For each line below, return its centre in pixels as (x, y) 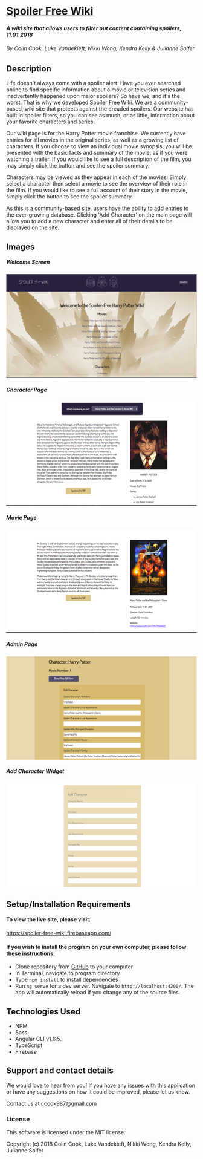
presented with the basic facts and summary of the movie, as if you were (97, 153)
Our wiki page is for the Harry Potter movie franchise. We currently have (96, 134)
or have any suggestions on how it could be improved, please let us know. (98, 1092)
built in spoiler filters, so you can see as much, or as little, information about (101, 116)
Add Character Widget (35, 771)
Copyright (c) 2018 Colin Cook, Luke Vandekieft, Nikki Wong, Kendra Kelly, (99, 1144)
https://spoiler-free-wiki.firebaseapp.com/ (59, 933)
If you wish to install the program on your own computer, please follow (96, 947)
